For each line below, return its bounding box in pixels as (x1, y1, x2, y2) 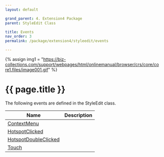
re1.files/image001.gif (5, 67, 48, 73)
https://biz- (43, 56, 66, 62)
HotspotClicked (7, 128, 43, 135)
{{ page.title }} (5, 84, 66, 95)
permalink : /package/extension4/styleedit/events (5, 39, 109, 44)
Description (64, 111, 92, 118)
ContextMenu (7, 120, 39, 127)
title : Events (5, 29, 34, 34)
